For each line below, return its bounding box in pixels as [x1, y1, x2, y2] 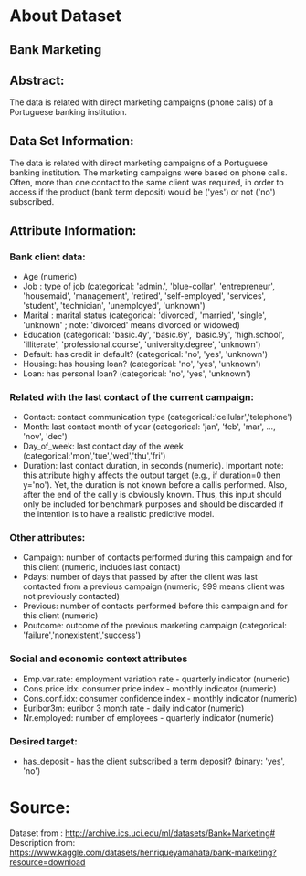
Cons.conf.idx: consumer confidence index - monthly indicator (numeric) [22, 692, 298, 703]
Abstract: [9, 72, 65, 88]
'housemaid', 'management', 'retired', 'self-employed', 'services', [22, 290, 267, 301]
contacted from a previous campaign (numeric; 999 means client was [22, 581, 285, 592]
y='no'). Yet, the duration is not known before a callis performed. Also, [22, 480, 288, 491]
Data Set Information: [9, 133, 134, 149]
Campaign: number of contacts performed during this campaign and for [22, 552, 294, 563]
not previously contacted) [22, 591, 121, 602]
